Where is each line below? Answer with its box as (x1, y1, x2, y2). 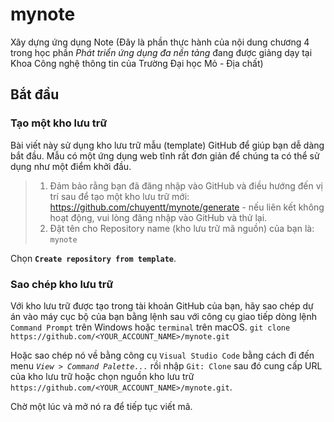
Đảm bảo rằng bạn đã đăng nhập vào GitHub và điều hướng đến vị (49, 179, 323, 192)
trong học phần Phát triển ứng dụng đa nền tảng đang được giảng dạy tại (10, 46, 313, 58)
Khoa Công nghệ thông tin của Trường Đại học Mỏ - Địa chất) (10, 57, 264, 69)
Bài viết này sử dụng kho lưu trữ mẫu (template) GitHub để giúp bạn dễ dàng (10, 139, 325, 151)
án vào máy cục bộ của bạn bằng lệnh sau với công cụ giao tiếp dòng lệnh (10, 310, 317, 322)
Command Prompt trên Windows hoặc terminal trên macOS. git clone (10, 321, 291, 333)
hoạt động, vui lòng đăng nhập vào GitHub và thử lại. (49, 211, 268, 223)
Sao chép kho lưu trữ (10, 277, 114, 291)
